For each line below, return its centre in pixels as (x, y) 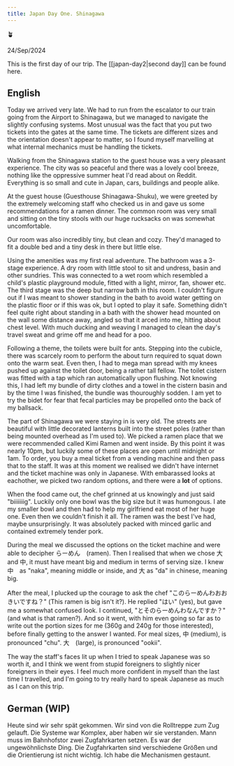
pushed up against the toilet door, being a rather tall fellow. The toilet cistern (117, 370)
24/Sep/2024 (27, 50)
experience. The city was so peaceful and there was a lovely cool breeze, (113, 168)
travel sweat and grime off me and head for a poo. (79, 335)
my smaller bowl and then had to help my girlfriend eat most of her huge (111, 509)
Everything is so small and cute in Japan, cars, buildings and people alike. (114, 183)
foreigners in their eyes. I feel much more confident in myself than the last (114, 672)
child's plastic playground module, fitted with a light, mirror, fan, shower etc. (117, 283)
